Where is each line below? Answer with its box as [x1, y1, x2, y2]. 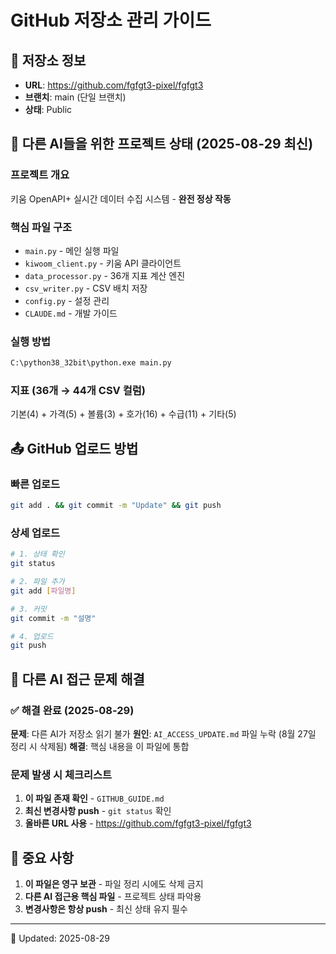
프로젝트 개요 [10, 168, 70, 182]
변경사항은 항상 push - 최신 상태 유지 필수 [24, 903, 188, 915]
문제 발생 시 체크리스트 [10, 767, 113, 781]
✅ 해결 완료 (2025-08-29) [10, 703, 135, 717]
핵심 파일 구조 [10, 220, 73, 234]
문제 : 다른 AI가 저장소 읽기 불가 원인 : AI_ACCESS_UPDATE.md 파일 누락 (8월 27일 [10, 728, 317, 740]
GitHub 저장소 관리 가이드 [10, 9, 212, 32]
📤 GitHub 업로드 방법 [10, 440, 139, 457]
